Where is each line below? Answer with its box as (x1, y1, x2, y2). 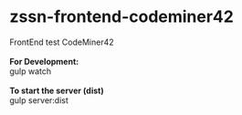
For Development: (9, 56, 79, 67)
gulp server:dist (9, 94, 68, 106)
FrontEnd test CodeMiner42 (9, 37, 114, 47)
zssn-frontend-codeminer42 (9, 6, 235, 27)
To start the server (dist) (9, 85, 104, 96)
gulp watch (9, 66, 52, 77)
